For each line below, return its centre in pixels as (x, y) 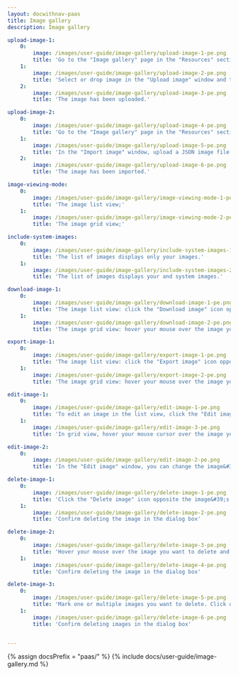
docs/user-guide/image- (181, 657)
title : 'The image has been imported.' (92, 172)
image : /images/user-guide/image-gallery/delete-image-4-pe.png (130, 565)
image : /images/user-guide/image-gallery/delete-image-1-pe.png (130, 492)
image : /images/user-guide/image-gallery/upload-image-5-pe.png (130, 145)
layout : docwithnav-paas (44, 14)
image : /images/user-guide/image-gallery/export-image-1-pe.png (130, 355)
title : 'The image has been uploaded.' (92, 99)
